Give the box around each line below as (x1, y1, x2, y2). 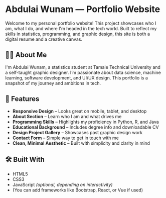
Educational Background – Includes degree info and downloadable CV (12, 124, 159, 130)
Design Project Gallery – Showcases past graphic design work (12, 129, 143, 135)
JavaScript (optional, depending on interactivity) (12, 182, 113, 188)
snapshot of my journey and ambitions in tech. (5, 80, 101, 86)
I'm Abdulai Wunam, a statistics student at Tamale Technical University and (5, 64, 160, 70)
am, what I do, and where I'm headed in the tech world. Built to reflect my (5, 25, 157, 31)
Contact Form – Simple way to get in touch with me (12, 135, 119, 141)
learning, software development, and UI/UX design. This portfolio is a (5, 74, 148, 81)
